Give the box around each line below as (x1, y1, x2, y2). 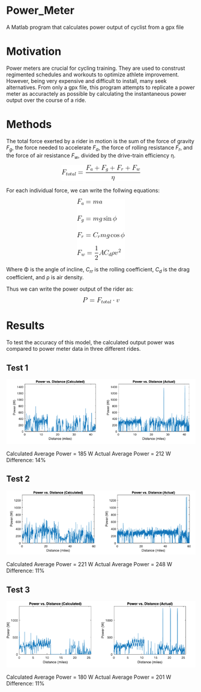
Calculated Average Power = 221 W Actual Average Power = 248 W (6, 561, 173, 568)
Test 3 (6, 584, 30, 595)
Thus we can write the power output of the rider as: (6, 285, 134, 292)
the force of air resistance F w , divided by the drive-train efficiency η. (6, 152, 176, 160)
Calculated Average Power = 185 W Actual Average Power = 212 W (6, 450, 171, 457)
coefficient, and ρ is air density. (6, 274, 84, 281)
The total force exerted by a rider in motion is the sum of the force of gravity (6, 137, 195, 144)
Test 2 (6, 474, 30, 484)
